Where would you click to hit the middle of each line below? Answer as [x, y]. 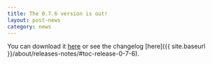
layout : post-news [34, 20]
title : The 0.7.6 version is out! [58, 14]
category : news [29, 26]
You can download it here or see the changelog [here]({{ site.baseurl [106, 47]
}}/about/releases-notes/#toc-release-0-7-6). [73, 54]
